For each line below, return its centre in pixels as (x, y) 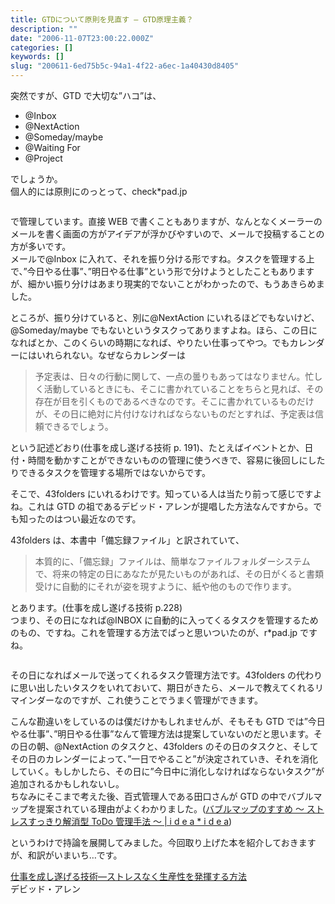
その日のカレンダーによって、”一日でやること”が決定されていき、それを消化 (164, 759)
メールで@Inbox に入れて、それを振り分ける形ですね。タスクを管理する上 (162, 259)
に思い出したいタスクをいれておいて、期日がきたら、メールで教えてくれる (162, 687)
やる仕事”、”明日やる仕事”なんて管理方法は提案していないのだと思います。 (162, 734)
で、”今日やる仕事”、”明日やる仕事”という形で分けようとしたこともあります (162, 271)
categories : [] (42, 47)
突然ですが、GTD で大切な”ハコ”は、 (86, 95)
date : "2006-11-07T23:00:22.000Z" (82, 38)
